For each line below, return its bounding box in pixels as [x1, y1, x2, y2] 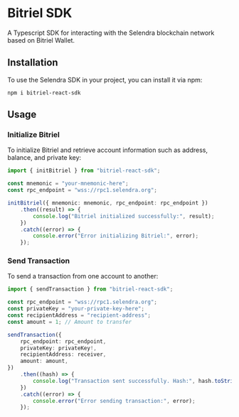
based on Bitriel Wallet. [7, 36, 75, 44]
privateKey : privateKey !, [20, 345, 97, 352]
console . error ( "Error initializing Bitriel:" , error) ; [33, 232, 199, 239]
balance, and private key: [7, 153, 82, 162]
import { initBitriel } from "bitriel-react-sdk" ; [7, 167, 161, 175]
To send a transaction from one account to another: [7, 272, 159, 281]
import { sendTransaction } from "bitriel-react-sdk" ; [7, 286, 174, 293]
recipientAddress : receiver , [20, 351, 107, 358]
